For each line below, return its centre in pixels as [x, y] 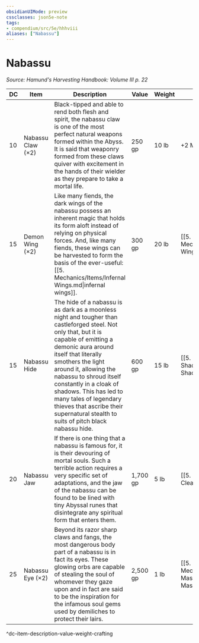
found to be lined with [84, 498]
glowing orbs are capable [90, 567]
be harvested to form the [89, 255]
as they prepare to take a [89, 179]
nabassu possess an [83, 211]
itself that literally [78, 355]
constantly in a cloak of [86, 384]
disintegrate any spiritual [89, 513]
